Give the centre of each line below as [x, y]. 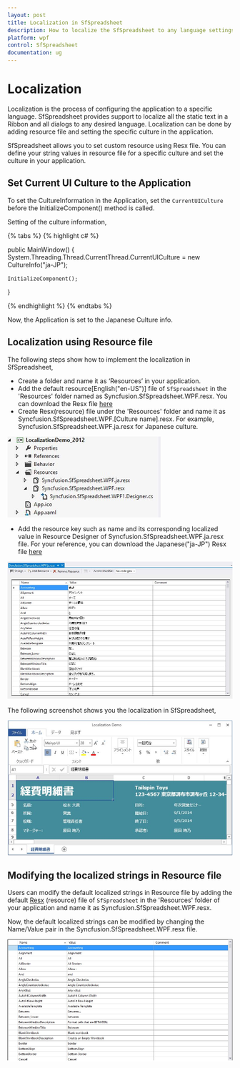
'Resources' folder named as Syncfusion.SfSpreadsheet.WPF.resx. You [122, 396]
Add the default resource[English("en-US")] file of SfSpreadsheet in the [122, 388]
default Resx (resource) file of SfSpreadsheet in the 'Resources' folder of [114, 900]
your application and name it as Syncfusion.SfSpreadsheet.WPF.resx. [110, 908]
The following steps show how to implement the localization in [99, 359]
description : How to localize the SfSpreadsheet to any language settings [121, 30]
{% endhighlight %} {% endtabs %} [60, 306]
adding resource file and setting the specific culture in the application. [111, 132]
